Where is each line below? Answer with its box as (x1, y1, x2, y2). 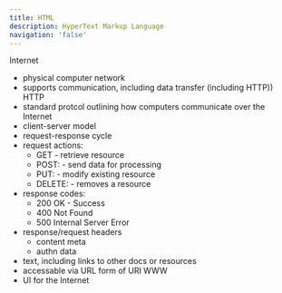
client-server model (22, 121, 97, 132)
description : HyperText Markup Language (9, 22, 165, 31)
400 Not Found (35, 208, 93, 219)
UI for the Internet (22, 275, 90, 286)
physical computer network (22, 73, 125, 83)
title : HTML (9, 13, 54, 23)
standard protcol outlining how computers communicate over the (22, 102, 266, 112)
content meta (35, 237, 86, 248)
